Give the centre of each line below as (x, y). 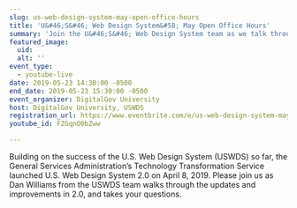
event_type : (31, 67)
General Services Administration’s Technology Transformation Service (137, 166)
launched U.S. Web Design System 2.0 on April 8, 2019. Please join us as (141, 175)
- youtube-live (45, 75)
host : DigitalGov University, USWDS (76, 108)
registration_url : (43, 115)
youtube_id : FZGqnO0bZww (55, 124)
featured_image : (39, 42)
